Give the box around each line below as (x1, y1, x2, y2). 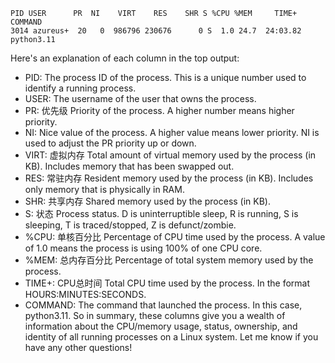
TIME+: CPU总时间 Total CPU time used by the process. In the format (24, 277, 311, 289)
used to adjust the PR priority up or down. (24, 137, 197, 149)
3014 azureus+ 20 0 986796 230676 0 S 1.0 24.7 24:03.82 (10, 26, 302, 36)
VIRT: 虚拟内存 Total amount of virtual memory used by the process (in (24, 149, 317, 161)
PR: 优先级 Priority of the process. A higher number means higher (24, 105, 295, 116)
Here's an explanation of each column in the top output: (10, 52, 240, 64)
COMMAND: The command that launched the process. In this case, (24, 299, 303, 311)
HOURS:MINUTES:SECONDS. (24, 289, 147, 300)
